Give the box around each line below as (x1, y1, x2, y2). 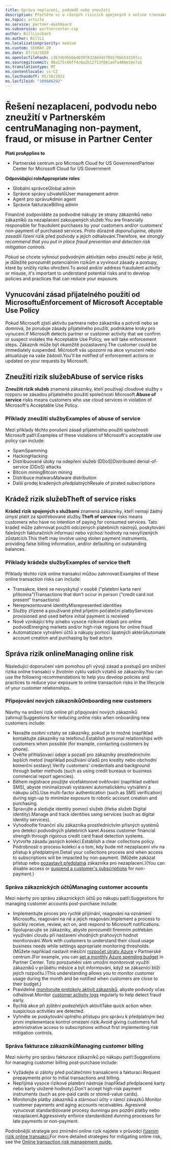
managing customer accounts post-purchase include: (5, 900, 118, 907)
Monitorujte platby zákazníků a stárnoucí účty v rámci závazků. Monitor (12, 1096, 162, 1103)
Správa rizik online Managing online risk (5, 649, 134, 658)
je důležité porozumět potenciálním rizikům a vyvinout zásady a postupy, (5, 259, 158, 265)
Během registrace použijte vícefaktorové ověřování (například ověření (12, 778, 159, 785)
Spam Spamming (12, 447, 47, 453)
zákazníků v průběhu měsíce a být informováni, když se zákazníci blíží (12, 965, 160, 971)
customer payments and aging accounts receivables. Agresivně (12, 1102, 147, 1108)
